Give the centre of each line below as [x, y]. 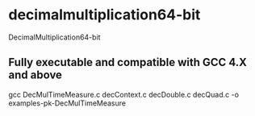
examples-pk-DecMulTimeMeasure [67, 103]
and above [36, 75]
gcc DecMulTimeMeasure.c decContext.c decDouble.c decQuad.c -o [124, 94]
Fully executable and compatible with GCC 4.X [128, 62]
